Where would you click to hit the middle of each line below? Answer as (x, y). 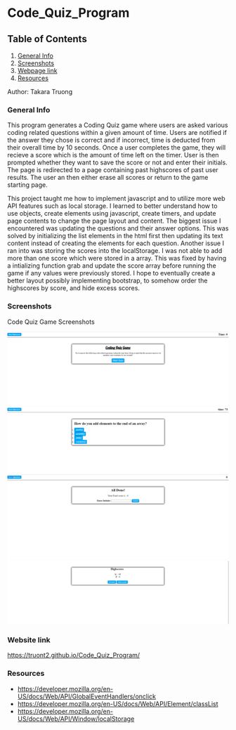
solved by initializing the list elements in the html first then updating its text (115, 236)
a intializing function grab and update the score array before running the (112, 266)
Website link (29, 640)
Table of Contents (47, 39)
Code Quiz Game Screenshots (51, 322)
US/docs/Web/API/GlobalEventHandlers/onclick (87, 696)
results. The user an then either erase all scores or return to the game (108, 178)
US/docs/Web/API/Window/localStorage (76, 719)
